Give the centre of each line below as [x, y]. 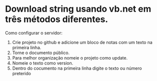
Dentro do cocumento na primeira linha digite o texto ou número [77, 68]
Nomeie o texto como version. [43, 63]
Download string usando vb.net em [78, 9]
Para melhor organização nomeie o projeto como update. [70, 58]
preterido [21, 73]
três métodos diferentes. [57, 19]
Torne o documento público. [41, 53]
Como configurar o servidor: [34, 33]
